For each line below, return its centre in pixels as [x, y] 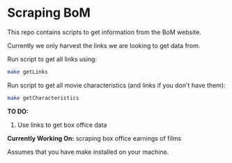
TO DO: [18, 111]
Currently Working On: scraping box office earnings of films [94, 138]
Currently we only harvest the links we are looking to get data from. [104, 45]
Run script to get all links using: [52, 59]
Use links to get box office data [62, 125]
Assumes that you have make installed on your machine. [88, 152]
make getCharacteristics [43, 98]
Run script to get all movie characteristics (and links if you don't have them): [117, 85]
